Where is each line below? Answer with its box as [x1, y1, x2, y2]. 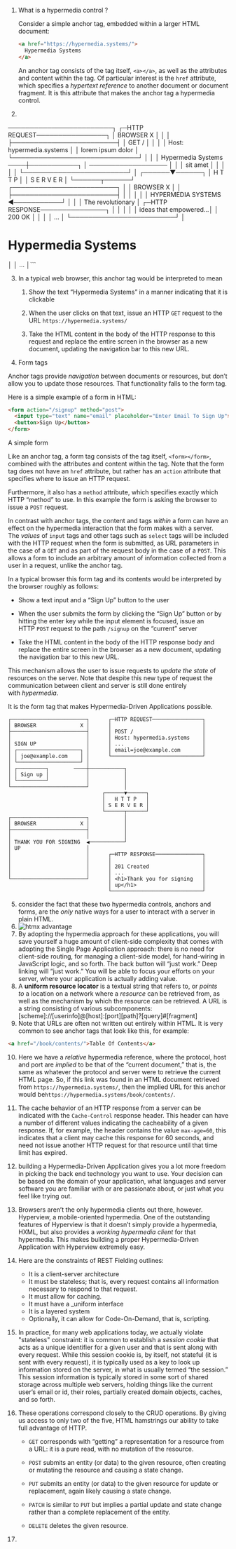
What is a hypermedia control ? [18, 6, 109, 14]
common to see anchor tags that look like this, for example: [18, 1027, 190, 1035]
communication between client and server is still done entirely [8, 682, 188, 690]
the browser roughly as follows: [8, 582, 99, 591]
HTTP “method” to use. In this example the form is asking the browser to [8, 496, 218, 504]
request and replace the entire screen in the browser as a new [28, 337, 209, 346]
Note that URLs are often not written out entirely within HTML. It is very [18, 1020, 223, 1028]
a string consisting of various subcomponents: [18, 1004, 153, 1013]
